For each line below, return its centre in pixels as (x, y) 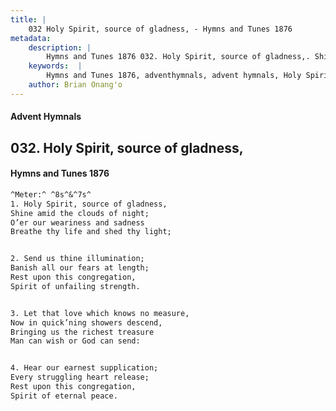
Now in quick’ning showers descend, (86, 322)
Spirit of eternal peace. (64, 396)
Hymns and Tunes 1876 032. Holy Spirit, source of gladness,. (178, 57)
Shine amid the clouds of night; (80, 213)
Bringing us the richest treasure (82, 332)
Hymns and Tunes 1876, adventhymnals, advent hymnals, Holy (174, 76)
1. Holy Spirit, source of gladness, (89, 204)
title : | (28, 19)
